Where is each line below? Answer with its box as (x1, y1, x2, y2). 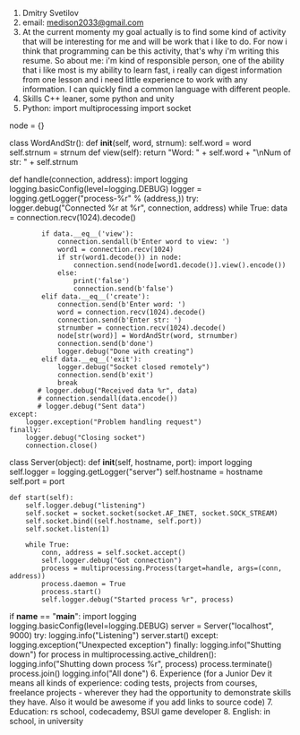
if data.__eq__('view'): (41, 229, 134, 238)
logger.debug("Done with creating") (56, 347, 194, 356)
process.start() (41, 587, 102, 596)
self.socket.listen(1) (25, 524, 110, 533)
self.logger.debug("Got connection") (41, 556, 182, 565)
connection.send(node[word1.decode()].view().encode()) (73, 261, 287, 270)
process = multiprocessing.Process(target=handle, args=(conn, (41, 564, 282, 573)
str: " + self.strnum (9, 157, 79, 167)
